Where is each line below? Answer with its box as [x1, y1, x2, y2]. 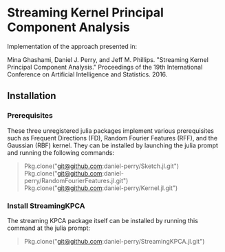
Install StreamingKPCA [7, 201, 85, 211]
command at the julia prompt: [7, 224, 91, 232]
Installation [7, 90, 56, 102]
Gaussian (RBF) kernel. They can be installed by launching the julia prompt [7, 141, 219, 149]
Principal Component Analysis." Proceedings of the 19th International [7, 63, 203, 71]
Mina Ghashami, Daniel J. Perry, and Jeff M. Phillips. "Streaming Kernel [7, 55, 208, 63]
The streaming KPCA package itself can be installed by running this [7, 216, 198, 224]
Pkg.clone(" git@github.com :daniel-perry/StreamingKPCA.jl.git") [23, 237, 205, 245]
